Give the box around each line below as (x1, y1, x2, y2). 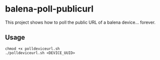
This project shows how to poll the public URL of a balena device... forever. (5, 19, 156, 25)
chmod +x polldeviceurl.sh (5, 46, 60, 51)
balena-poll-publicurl (5, 3, 94, 15)
